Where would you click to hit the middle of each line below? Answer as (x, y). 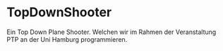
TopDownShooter (59, 12)
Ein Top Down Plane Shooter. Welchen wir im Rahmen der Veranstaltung (111, 32)
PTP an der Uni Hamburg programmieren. (67, 39)
